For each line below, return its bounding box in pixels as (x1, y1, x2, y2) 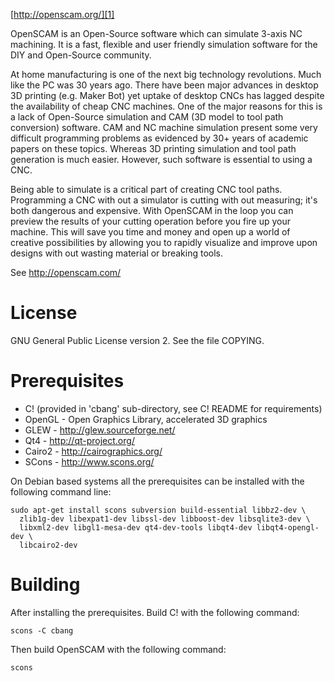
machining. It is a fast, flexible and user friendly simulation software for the (10, 39, 318, 50)
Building (10, 574, 81, 596)
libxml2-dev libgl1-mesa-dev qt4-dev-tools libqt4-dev (19, 522, 253, 533)
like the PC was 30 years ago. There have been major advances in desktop (10, 79, 319, 91)
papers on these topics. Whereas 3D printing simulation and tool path (10, 143, 297, 154)
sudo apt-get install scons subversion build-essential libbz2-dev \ (10, 505, 307, 515)
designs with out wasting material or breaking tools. (10, 247, 224, 259)
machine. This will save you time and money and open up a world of (10, 226, 291, 238)
